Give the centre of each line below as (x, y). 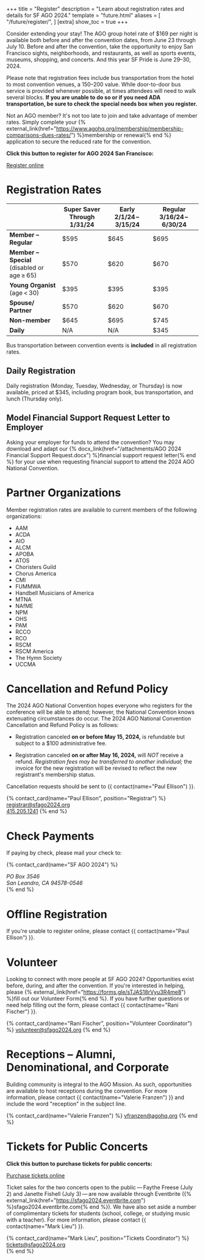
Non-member (30, 320)
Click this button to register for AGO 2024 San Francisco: (80, 153)
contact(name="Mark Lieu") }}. (45, 1226)
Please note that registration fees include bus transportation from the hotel (100, 78)
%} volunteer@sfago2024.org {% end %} (59, 1030)
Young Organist (33, 285)
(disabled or (27, 267)
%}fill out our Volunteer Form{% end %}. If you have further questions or (98, 999)
